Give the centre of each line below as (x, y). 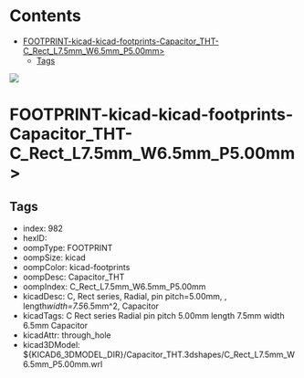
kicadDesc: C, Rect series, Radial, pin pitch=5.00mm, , (125, 296)
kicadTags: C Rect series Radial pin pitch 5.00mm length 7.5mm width (153, 315)
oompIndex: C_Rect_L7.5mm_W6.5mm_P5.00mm (114, 286)
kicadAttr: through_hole (67, 335)
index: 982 (43, 228)
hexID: (35, 237)
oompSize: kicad (54, 257)
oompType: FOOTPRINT (68, 247)
